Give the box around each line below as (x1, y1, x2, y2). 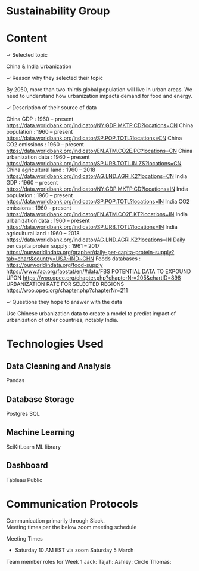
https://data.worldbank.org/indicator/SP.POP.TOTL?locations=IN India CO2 (6, 198, 190, 205)
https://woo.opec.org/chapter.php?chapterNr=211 (6, 287, 128, 294)
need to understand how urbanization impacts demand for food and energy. (6, 93, 192, 100)
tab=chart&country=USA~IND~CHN (6, 255, 94, 262)
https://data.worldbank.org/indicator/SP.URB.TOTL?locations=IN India (6, 223, 178, 231)
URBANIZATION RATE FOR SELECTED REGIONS (6, 281, 124, 288)
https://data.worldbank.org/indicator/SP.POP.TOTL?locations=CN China (6, 134, 182, 142)
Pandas (6, 377, 25, 384)
